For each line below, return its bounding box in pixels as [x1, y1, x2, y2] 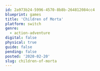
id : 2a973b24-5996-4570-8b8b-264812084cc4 [5, 7, 95, 12]
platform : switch [5, 21, 41, 26]
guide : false [5, 44, 32, 49]
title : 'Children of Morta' [5, 16, 64, 21]
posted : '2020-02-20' [5, 53, 50, 59]
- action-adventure [9, 30, 50, 35]
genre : [5, 26, 19, 31]
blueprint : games [5, 12, 41, 17]
